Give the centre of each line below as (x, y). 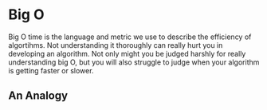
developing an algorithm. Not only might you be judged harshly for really (127, 53)
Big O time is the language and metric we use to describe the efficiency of (130, 37)
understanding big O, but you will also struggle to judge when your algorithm (134, 62)
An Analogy (38, 96)
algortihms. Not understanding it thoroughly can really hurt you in (116, 45)
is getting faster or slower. (51, 70)
